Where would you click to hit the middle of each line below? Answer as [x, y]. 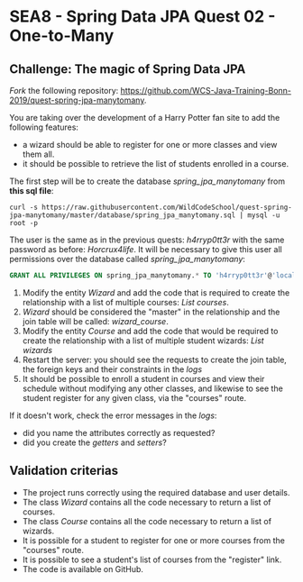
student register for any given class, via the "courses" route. [134, 397]
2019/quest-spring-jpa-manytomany [77, 100]
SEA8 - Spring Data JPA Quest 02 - [142, 17]
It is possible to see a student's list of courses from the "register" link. [152, 559]
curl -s [24, 207]
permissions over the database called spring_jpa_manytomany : [128, 259]
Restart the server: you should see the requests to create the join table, [154, 359]
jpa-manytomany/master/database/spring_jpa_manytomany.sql [123, 215]
